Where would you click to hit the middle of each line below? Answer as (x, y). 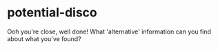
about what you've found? (44, 38)
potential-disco (52, 13)
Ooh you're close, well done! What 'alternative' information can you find (109, 32)
